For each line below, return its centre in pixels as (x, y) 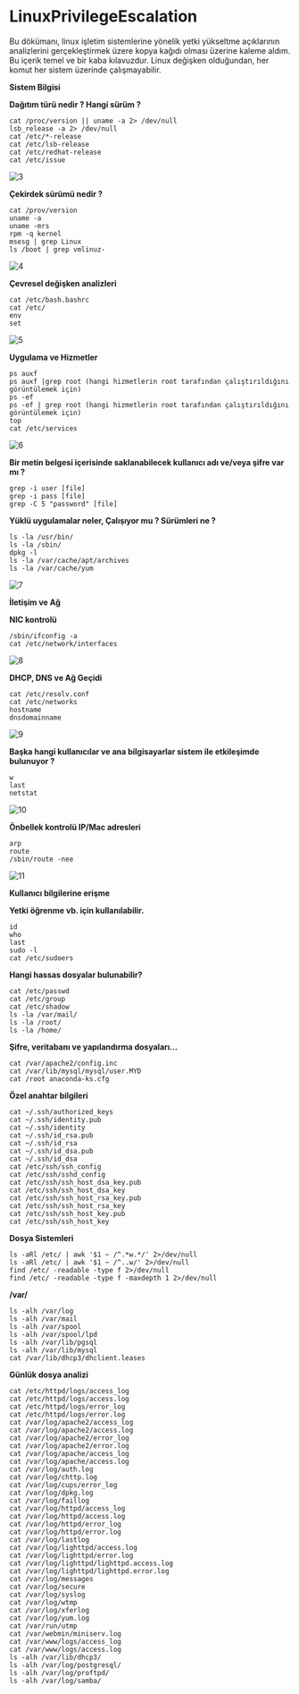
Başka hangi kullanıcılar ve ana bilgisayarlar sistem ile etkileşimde (134, 751)
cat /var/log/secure (48, 1587)
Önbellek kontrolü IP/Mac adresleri (75, 827)
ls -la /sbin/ (36, 545)
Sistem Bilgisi (35, 87)
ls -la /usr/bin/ (42, 537)
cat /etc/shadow (39, 1007)
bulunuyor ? (32, 761)
